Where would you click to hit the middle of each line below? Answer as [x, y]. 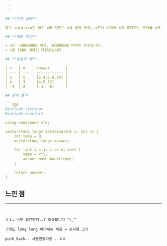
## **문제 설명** [21, 19]
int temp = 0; [29, 136]
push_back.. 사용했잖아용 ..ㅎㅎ [36, 239]
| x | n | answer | [37, 68]
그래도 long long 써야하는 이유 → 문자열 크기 [47, 229]
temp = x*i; [36, 154]
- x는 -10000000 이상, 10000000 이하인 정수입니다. [54, 46]
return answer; [30, 172]
